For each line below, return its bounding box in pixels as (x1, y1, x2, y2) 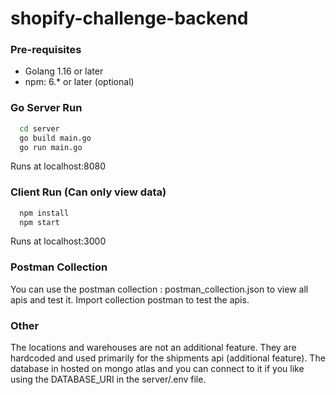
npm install (19, 208, 70, 218)
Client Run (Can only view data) (10, 185, 167, 199)
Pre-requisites (10, 43, 82, 57)
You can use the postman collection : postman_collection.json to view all (10, 283, 309, 295)
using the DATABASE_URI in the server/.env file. (10, 373, 207, 386)
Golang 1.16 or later (24, 65, 104, 77)
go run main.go (19, 142, 83, 152)
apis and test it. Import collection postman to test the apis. (10, 293, 250, 306)
